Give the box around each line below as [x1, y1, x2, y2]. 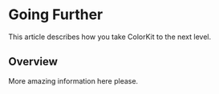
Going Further [8, 6, 103, 24]
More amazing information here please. [8, 76, 139, 85]
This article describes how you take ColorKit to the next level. [8, 32, 211, 41]
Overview [8, 55, 59, 69]
